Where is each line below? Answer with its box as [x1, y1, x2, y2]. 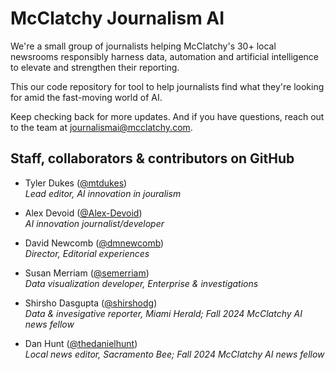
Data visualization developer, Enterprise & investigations [24, 277, 259, 289]
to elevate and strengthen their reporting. [10, 61, 180, 73]
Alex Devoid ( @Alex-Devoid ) [24, 207, 143, 219]
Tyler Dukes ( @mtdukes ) [24, 177, 128, 189]
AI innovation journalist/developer [24, 217, 165, 229]
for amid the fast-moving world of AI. [10, 91, 163, 103]
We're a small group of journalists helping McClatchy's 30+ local [10, 40, 277, 52]
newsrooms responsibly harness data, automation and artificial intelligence [10, 50, 319, 62]
